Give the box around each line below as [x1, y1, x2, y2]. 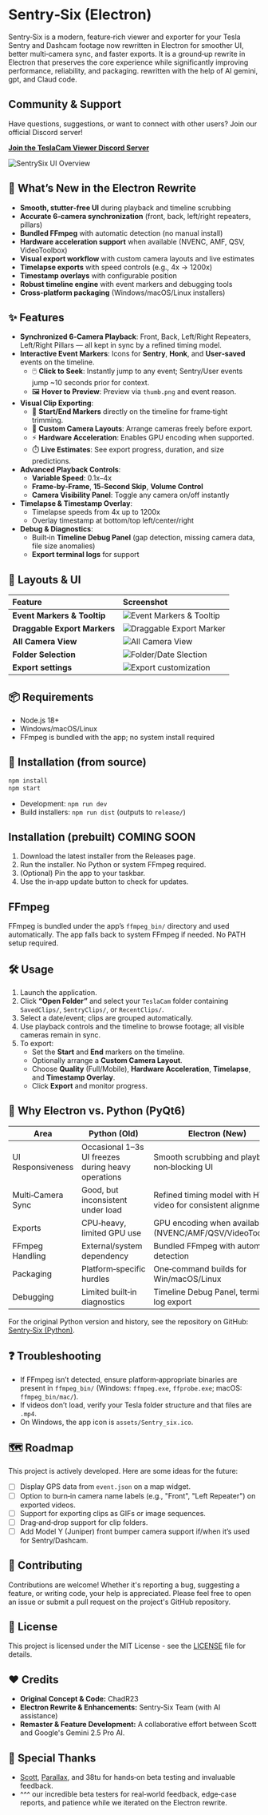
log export [153, 1296, 192, 1308]
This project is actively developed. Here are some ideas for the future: [8, 1467, 238, 1476]
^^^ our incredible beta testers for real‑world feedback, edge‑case [19, 1789, 237, 1799]
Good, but [81, 1184, 119, 1196]
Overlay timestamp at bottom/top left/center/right [31, 515, 194, 525]
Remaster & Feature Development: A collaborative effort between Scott [19, 1720, 257, 1729]
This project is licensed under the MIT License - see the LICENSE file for [8, 1641, 246, 1651]
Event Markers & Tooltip [12, 610, 106, 621]
